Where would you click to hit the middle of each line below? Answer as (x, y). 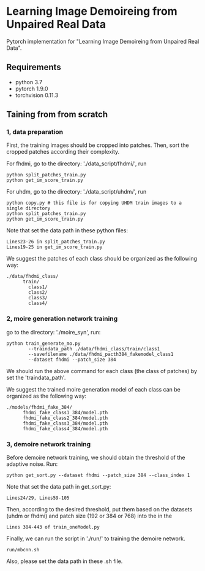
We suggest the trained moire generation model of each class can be (93, 389)
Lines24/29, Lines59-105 (38, 498)
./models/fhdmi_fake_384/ (39, 407)
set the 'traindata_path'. (36, 377)
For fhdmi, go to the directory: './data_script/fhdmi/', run (76, 163)
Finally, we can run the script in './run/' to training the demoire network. (96, 538)
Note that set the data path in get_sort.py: (59, 487)
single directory (28, 208)
